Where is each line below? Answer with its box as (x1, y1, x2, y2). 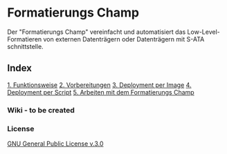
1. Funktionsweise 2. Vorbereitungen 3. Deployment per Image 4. (7, 81, 192, 89)
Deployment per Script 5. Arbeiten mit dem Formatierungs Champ (7, 88, 195, 96)
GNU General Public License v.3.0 (7, 139, 104, 148)
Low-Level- (187, 28, 220, 36)
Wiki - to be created (7, 105, 75, 115)
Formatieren (7, 35, 42, 43)
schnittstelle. (7, 42, 44, 50)
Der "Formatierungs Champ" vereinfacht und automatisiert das (7, 28, 186, 36)
